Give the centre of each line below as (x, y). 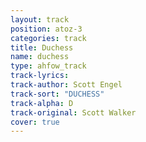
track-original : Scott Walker (73, 112)
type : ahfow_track (48, 66)
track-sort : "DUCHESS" (57, 94)
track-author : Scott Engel (66, 85)
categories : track (48, 38)
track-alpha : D (42, 103)
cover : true (35, 122)
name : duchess (40, 57)
